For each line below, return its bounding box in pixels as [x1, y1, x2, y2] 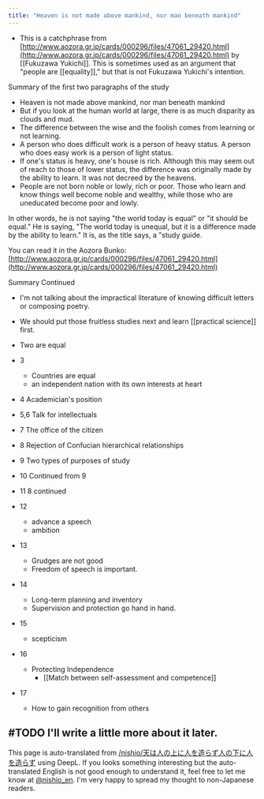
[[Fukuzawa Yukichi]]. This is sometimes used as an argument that [19, 58, 236, 68]
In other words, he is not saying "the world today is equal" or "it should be [8, 213, 248, 223]
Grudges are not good [31, 556, 104, 565]
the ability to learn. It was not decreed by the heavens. [19, 173, 197, 182]
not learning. [19, 131, 61, 141]
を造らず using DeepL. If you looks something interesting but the [8, 758, 218, 767]
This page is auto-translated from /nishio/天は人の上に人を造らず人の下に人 [8, 748, 254, 758]
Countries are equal [31, 370, 96, 380]
